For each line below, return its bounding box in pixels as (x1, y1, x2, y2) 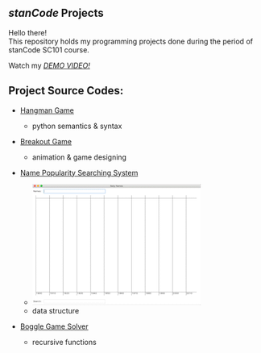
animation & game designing (31, 152, 127, 162)
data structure (31, 305, 80, 315)
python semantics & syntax (31, 121, 122, 131)
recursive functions (31, 337, 97, 347)
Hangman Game (19, 105, 74, 115)
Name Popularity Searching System (19, 168, 139, 177)
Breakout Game (19, 136, 72, 146)
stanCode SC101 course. (8, 44, 90, 55)
